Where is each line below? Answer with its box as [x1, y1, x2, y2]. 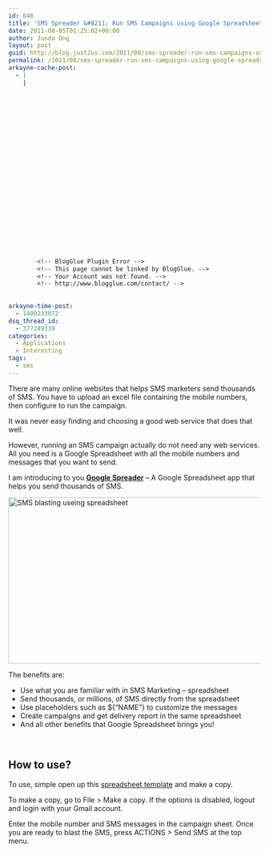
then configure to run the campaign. [8, 400, 128, 410]
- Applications [15, 340, 66, 348]
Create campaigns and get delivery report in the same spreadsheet [19, 710, 242, 721]
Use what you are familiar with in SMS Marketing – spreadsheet [19, 685, 230, 695]
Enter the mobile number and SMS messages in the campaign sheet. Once [8, 818, 254, 829]
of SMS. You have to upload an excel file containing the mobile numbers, [8, 392, 248, 401]
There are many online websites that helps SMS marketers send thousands [8, 384, 256, 393]
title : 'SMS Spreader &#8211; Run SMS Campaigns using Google [8, 19, 220, 27]
